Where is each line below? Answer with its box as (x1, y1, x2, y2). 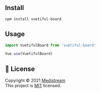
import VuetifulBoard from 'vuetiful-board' (5, 43, 96, 48)
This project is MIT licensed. (5, 83, 61, 89)
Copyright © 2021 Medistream (5, 78, 66, 83)
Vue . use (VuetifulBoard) (5, 52, 53, 56)
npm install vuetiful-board (5, 16, 62, 21)
